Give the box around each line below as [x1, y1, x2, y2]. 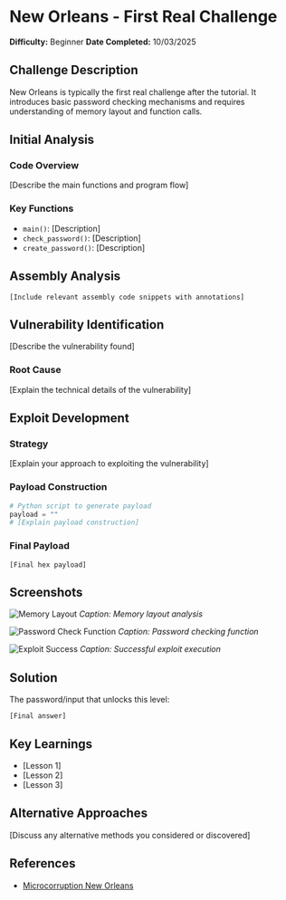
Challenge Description [9, 62, 138, 78]
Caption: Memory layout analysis [79, 608, 204, 619]
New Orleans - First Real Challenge [9, 6, 278, 27]
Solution [9, 670, 58, 685]
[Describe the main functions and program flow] [9, 179, 189, 191]
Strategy [9, 437, 49, 450]
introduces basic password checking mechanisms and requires [9, 96, 245, 107]
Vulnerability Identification [9, 317, 165, 332]
